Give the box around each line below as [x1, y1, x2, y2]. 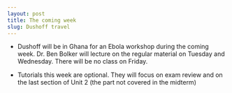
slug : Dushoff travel [7, 23, 71, 30]
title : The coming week [7, 17, 77, 24]
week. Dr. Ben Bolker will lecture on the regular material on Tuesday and [17, 50, 225, 58]
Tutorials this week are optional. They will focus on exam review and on [17, 71, 224, 79]
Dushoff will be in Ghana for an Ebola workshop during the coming [17, 43, 210, 51]
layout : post [7, 10, 45, 17]
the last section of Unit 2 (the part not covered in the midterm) [17, 78, 197, 87]
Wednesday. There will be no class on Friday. [17, 57, 148, 66]
